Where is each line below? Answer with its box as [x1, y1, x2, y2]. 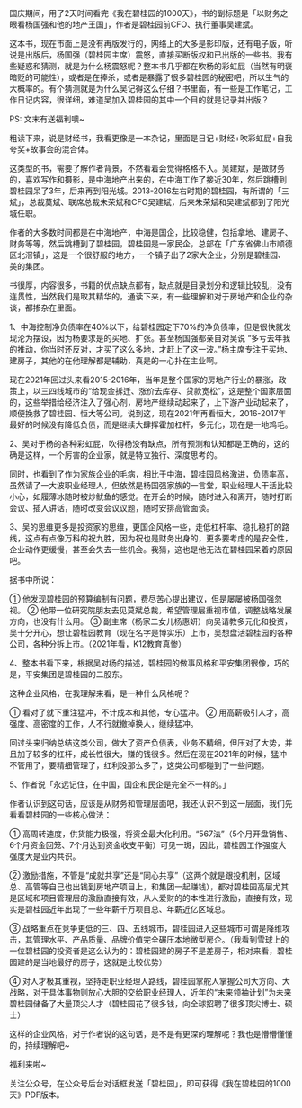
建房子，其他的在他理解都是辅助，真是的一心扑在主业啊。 [9, 355, 222, 366]
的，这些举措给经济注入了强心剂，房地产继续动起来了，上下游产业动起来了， [9, 397, 293, 407]
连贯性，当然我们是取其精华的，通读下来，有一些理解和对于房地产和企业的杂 [9, 291, 293, 301]
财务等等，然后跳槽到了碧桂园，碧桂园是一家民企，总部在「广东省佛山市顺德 [9, 238, 293, 249]
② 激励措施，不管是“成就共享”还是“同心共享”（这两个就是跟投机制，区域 [9, 871, 281, 880]
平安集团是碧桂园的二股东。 [24, 669, 128, 679]
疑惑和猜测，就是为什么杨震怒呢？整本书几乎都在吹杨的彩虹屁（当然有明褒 [16, 61, 293, 71]
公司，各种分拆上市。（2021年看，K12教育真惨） [9, 639, 187, 649]
